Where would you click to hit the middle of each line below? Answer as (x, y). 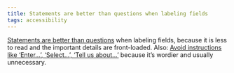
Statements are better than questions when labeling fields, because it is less (117, 40)
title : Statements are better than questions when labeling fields (108, 14)
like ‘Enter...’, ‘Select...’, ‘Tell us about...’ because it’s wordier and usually (110, 55)
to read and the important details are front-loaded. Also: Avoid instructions (115, 47)
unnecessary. (27, 62)
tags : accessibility (37, 20)
